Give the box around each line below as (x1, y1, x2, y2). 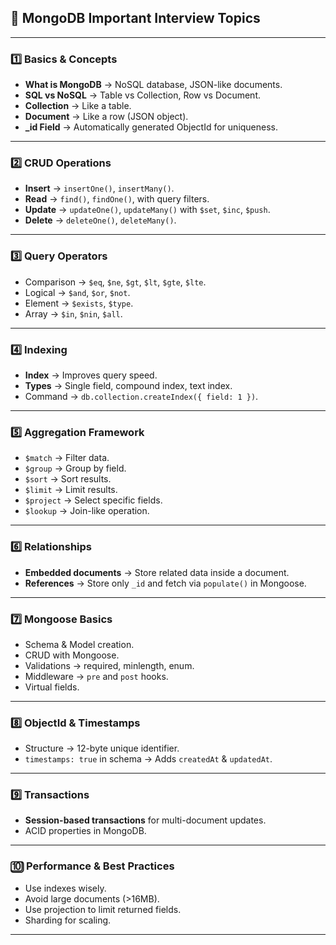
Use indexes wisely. (24, 882, 107, 894)
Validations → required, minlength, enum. (24, 659, 195, 671)
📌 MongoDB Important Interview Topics (10, 10, 261, 27)
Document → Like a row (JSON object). (24, 111, 189, 123)
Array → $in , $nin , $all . (24, 307, 123, 320)
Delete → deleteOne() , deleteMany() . (24, 214, 177, 226)
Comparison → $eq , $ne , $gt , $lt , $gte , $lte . (24, 276, 207, 288)
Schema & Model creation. (24, 638, 135, 650)
